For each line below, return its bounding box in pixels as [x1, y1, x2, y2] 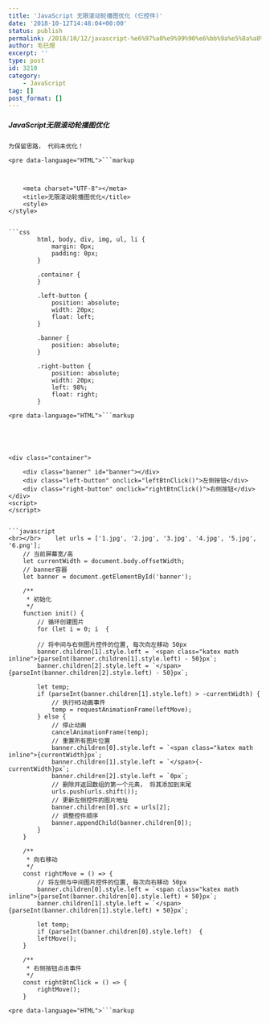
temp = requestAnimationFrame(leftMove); [51, 706, 193, 714]
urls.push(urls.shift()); [51, 788, 138, 796]
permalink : [8, 34, 45, 43]
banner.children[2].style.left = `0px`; [51, 772, 189, 781]
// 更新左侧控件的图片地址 [51, 797, 129, 805]
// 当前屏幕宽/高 [22, 550, 74, 558]
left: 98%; [51, 383, 88, 391]
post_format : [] [8, 94, 63, 102]
